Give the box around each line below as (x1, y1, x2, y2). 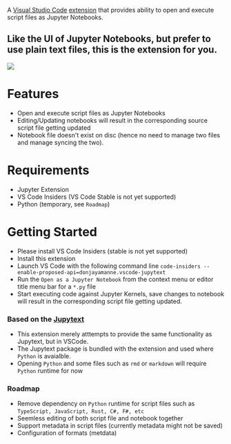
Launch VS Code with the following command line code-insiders (17, 262, 201, 270)
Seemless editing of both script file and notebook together (17, 414, 183, 423)
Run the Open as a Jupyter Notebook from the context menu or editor (17, 275, 214, 283)
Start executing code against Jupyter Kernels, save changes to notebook (17, 289, 225, 298)
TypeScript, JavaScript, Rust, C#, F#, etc (17, 408, 145, 415)
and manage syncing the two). (17, 138, 104, 146)
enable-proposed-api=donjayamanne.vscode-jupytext (17, 269, 166, 276)
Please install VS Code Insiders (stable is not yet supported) (17, 247, 188, 255)
